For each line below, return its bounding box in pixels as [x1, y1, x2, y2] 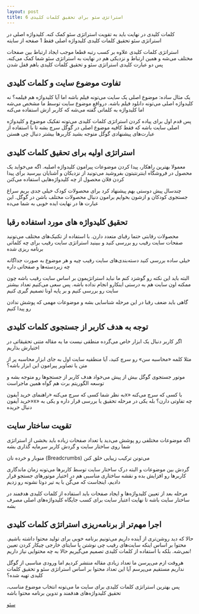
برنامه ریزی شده [7, 245, 44, 252]
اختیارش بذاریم [7, 344, 40, 351]
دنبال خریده [7, 403, 32, 410]
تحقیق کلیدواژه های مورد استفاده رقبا [7, 217, 128, 227]
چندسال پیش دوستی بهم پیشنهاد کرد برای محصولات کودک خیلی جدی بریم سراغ [7, 187, 182, 194]
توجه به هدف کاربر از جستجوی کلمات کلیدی [7, 322, 149, 332]
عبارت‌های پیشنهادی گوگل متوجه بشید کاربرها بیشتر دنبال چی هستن [7, 130, 155, 137]
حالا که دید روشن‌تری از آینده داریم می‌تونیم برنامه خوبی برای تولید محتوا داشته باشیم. [7, 535, 194, 542]
